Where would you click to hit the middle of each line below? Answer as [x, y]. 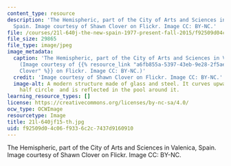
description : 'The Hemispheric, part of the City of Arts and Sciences [112, 20]
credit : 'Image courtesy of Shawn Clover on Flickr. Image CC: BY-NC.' [118, 77]
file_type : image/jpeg [40, 45]
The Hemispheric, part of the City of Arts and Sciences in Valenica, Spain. [112, 147]
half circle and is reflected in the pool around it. [100, 90]
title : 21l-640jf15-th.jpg [46, 122]
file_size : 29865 [32, 39]
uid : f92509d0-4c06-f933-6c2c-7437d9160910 [70, 128]
